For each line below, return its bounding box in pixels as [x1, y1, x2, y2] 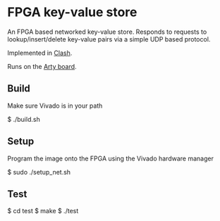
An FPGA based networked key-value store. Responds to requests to [7, 27, 207, 36]
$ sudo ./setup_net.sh [7, 168, 71, 176]
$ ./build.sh [7, 115, 40, 123]
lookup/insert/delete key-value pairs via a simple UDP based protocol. [7, 34, 211, 43]
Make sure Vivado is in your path [7, 101, 103, 110]
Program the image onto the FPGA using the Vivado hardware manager [7, 154, 214, 163]
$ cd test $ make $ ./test [7, 207, 79, 215]
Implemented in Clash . [7, 49, 73, 57]
